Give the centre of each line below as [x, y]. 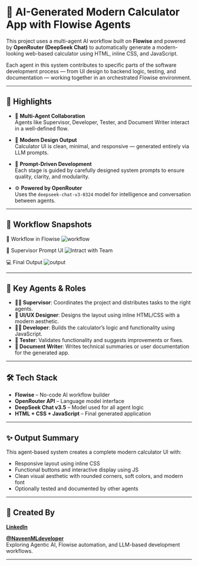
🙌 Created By [30, 513]
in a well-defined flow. [42, 128]
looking [15, 53]
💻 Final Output [24, 262]
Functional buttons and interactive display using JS [77, 470]
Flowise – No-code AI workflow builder [62, 395]
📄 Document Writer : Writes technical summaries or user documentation [102, 347]
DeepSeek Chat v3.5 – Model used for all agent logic [79, 408]
